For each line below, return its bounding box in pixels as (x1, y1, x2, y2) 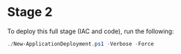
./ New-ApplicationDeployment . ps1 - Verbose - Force (7, 40, 155, 47)
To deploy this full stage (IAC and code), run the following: (7, 27, 174, 35)
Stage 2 (7, 4, 53, 20)
